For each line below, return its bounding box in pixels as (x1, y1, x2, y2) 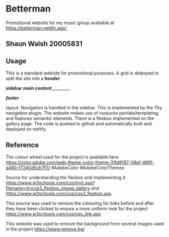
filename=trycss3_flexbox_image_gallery (6, 185, 91, 191)
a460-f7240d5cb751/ (6, 165, 50, 171)
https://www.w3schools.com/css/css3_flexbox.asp (6, 190, 112, 196)
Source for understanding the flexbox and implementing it (6, 174, 125, 180)
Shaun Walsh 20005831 (6, 40, 82, 48)
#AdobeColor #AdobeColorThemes (51, 165, 125, 171)
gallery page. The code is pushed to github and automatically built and (6, 121, 152, 127)
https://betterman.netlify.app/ (6, 25, 67, 31)
